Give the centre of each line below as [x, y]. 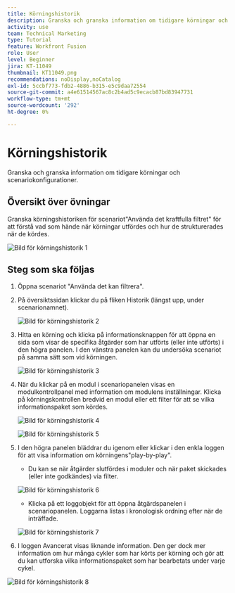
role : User [23, 53]
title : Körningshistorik [44, 14]
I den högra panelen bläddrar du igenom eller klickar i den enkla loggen [121, 448]
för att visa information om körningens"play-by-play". [95, 455]
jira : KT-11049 [30, 66]
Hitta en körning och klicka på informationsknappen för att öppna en [116, 335]
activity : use [28, 27]
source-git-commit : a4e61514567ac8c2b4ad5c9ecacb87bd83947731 [100, 92]
